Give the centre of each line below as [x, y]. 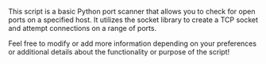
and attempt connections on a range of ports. [83, 28]
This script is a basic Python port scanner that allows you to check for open [132, 11]
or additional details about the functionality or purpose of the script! [119, 52]
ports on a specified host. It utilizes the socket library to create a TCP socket [133, 20]
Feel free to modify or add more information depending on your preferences [132, 43]
